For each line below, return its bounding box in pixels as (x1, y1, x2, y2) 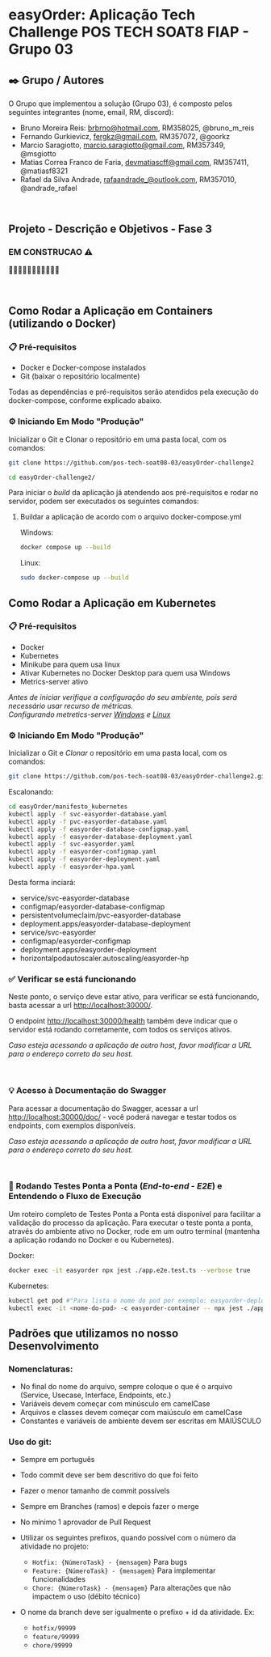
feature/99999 (31, 1633, 80, 1642)
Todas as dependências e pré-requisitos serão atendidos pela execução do (8, 387, 260, 397)
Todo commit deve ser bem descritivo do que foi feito (19, 1470, 199, 1480)
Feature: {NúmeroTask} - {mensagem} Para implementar (31, 1566, 216, 1575)
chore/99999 (31, 1642, 73, 1650)
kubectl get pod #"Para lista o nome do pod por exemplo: (8, 1296, 207, 1304)
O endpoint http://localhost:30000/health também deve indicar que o (8, 1016, 238, 1026)
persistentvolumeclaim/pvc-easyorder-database (19, 910, 181, 920)
